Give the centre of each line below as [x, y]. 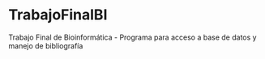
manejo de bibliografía [46, 45]
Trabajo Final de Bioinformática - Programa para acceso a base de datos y [132, 37]
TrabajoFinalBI [58, 15]
